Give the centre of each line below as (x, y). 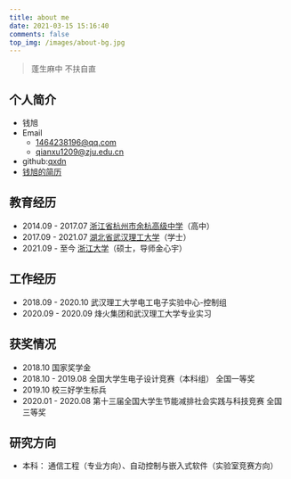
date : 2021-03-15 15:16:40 (59, 26)
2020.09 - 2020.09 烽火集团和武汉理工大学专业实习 (117, 313)
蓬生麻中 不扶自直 (63, 69)
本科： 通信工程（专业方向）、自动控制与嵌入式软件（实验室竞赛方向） (150, 466)
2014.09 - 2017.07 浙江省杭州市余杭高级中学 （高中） (118, 226)
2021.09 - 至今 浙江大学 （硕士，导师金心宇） (104, 248)
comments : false (39, 34)
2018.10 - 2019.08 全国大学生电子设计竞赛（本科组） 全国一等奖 (138, 378)
